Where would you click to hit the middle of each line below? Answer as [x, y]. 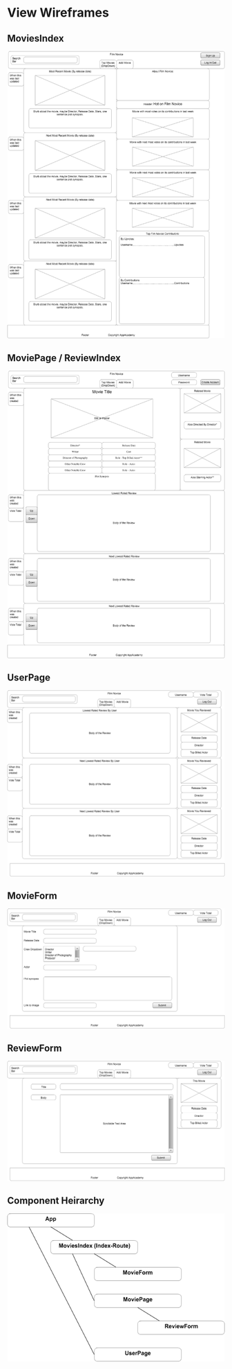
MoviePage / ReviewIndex [64, 358]
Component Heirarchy [56, 1200]
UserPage [29, 677]
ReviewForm [35, 1048]
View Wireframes [58, 13]
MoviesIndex [36, 38]
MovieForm [32, 895]
